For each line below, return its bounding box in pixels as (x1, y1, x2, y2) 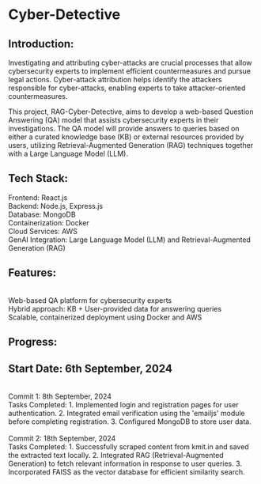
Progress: (8, 335, 58, 349)
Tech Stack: (8, 172, 69, 185)
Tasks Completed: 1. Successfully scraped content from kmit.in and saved (8, 441, 249, 452)
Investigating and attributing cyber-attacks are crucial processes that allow (8, 58, 252, 67)
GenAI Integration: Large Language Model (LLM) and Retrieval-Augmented (8, 235, 252, 244)
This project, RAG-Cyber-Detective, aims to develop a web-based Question (8, 107, 254, 116)
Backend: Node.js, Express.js (8, 201, 104, 210)
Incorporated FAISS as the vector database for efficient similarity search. (8, 467, 245, 476)
